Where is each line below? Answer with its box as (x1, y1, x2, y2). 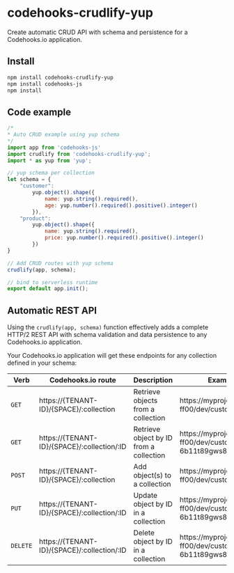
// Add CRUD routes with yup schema (7, 260, 114, 267)
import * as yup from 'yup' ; (7, 157, 92, 164)
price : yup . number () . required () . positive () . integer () (44, 235, 204, 242)
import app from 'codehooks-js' (7, 144, 101, 151)
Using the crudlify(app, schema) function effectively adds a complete (7, 323, 209, 331)
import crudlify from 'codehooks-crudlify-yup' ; (7, 150, 151, 157)
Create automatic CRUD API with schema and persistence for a (7, 28, 188, 36)
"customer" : (19, 182, 54, 189)
